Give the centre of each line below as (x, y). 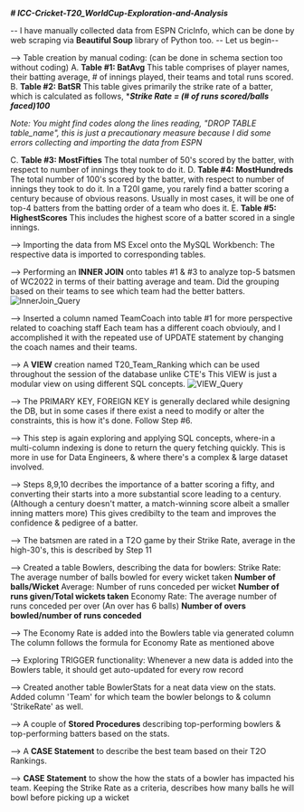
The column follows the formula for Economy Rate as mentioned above (142, 642)
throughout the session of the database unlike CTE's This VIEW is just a (144, 374)
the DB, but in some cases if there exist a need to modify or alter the (138, 411)
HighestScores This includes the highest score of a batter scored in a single (152, 217)
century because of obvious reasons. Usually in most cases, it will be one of (152, 198)
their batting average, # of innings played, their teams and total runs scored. (152, 77)
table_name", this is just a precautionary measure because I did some (141, 133)
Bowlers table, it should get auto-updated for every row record (127, 670)
